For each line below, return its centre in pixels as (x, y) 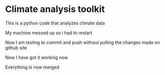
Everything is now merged (32, 67)
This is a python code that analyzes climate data (55, 23)
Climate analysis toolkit (55, 9)
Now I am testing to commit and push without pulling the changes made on (82, 42)
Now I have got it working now (37, 57)
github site (16, 47)
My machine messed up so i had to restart (49, 32)
